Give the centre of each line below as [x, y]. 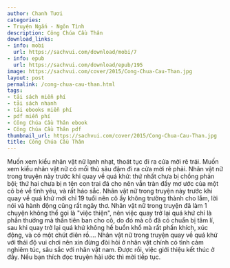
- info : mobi [26, 46]
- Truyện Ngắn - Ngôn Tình [46, 26]
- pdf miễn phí [29, 116]
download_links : [30, 39]
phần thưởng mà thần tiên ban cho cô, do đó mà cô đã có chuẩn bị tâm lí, [111, 220]
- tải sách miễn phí [37, 97]
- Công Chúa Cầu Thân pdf [44, 129]
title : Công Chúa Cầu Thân [46, 142]
